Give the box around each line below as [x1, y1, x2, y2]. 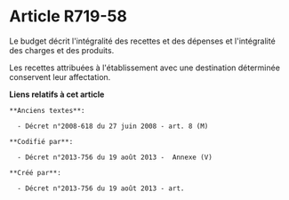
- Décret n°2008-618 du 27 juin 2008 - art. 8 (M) [17, 122, 209, 131]
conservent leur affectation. [9, 71, 111, 82]
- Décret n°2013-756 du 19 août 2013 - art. [17, 184, 185, 193]
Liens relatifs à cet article [9, 89, 105, 100]
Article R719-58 [9, 6, 127, 27]
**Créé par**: [9, 168, 62, 177]
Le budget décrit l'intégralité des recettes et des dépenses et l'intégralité [9, 36, 276, 46]
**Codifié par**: [9, 137, 74, 146]
